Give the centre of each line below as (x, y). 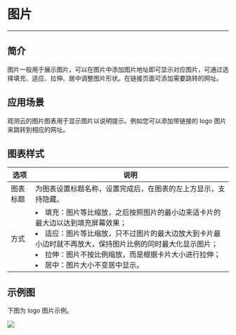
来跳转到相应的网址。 (38, 129)
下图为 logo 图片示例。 (40, 310)
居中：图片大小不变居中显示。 (94, 265)
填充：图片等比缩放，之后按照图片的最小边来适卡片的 (133, 213)
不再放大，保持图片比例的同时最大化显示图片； (140, 244)
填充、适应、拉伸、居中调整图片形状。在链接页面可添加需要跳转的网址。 (118, 78)
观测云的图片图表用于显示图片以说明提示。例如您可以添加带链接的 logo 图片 (117, 121)
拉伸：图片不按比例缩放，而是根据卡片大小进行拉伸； (133, 255)
